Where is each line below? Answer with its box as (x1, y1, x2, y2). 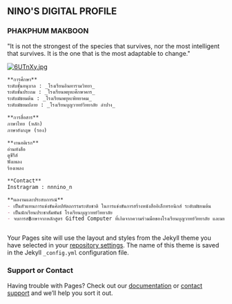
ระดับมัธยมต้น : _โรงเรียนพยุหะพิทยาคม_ (7, 95, 92, 102)
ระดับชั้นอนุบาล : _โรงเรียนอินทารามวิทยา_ (7, 82, 95, 89)
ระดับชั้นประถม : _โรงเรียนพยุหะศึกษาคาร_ (7, 89, 95, 96)
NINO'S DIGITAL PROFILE (7, 6, 117, 17)
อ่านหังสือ (7, 145, 26, 152)
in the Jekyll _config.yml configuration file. (7, 248, 129, 257)
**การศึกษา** (7, 76, 38, 83)
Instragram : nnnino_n (7, 183, 72, 190)
